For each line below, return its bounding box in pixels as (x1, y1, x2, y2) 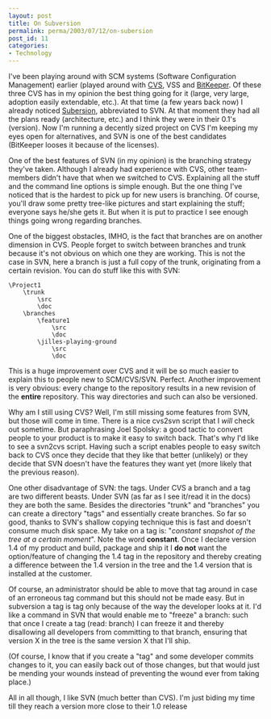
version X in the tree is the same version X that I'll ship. (8, 636, 191, 646)
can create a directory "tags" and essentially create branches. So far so (8, 509, 247, 518)
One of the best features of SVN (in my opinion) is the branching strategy (8, 156, 252, 165)
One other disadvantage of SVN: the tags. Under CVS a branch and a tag (8, 483, 251, 492)
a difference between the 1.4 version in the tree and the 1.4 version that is (8, 560, 252, 570)
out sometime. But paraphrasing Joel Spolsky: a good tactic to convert (8, 424, 244, 434)
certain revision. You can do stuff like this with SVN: (8, 265, 181, 275)
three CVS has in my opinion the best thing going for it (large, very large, (8, 89, 249, 98)
